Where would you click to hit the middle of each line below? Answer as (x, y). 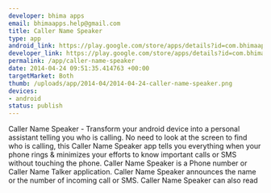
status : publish (35, 106)
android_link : (32, 46)
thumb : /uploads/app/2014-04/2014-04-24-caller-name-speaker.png (120, 83)
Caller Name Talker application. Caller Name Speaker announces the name (132, 172)
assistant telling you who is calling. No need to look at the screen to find (128, 137)
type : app (25, 38)
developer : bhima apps (46, 16)
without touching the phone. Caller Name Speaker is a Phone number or (128, 163)
